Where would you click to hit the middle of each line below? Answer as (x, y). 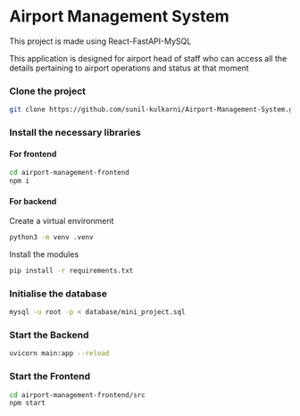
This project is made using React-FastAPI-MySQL (100, 41)
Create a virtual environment (62, 221)
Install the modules (44, 254)
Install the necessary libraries (75, 133)
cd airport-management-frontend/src (77, 395)
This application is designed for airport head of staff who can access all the (148, 58)
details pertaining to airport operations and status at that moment (129, 68)
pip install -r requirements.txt (71, 271)
